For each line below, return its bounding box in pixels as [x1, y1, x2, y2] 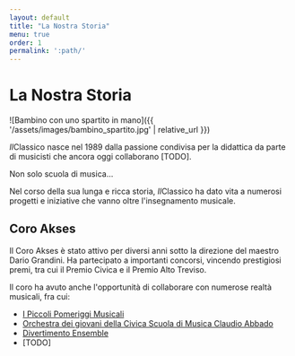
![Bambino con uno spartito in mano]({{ [9, 115, 154, 126]
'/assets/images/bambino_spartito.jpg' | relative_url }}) [9, 125, 211, 135]
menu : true [9, 30, 50, 39]
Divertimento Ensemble [22, 327, 109, 338]
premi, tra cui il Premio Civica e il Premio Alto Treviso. [9, 264, 207, 274]
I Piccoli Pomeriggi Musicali [22, 308, 125, 319]
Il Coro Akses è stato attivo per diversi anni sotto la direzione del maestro [9, 245, 280, 256]
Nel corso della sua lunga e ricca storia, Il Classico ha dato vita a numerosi [9, 186, 282, 197]
